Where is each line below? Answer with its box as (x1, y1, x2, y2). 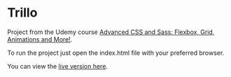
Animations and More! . (7, 35, 73, 43)
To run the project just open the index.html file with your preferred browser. (7, 49, 225, 57)
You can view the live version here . (7, 62, 108, 70)
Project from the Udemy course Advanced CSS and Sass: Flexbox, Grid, (7, 28, 215, 36)
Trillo (7, 5, 38, 21)
